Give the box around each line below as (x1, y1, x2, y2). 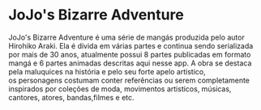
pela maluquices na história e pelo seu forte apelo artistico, (8, 66, 206, 76)
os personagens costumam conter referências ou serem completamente (8, 75, 250, 85)
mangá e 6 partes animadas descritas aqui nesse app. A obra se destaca (8, 58, 252, 68)
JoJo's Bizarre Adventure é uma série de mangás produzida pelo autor (8, 32, 245, 42)
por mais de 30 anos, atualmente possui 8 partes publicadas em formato (8, 49, 251, 59)
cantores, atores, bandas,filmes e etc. (8, 92, 135, 102)
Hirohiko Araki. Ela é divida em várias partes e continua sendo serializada (8, 40, 254, 50)
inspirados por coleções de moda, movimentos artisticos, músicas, (8, 83, 232, 94)
